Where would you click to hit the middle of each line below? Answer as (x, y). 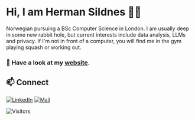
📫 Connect (27, 82)
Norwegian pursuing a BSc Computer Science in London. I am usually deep (98, 28)
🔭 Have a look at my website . (48, 63)
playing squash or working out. (44, 47)
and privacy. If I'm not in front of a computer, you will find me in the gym (94, 41)
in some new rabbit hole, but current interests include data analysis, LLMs (96, 34)
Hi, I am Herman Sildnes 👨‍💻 (74, 12)
